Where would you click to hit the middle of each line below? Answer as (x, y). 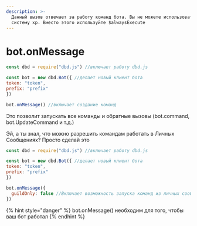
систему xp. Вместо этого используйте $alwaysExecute (78, 22)
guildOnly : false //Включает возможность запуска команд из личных (96, 193)
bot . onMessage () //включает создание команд (61, 104)
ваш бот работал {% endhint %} (45, 216)
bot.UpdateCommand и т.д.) (40, 122)
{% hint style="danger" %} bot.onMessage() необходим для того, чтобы (95, 210)
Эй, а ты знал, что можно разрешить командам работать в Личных (90, 133)
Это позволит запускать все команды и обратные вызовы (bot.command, (98, 116)
